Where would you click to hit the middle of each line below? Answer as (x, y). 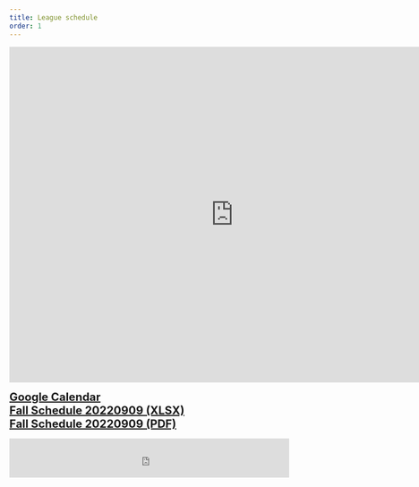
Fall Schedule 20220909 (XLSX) (97, 410)
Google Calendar (55, 397)
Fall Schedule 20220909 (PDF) (93, 423)
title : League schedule (54, 17)
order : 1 (26, 26)
